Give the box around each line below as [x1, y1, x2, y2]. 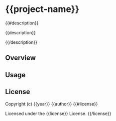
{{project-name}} [5, 3, 80, 15]
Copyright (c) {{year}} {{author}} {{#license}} [5, 101, 98, 107]
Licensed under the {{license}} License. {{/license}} [5, 111, 112, 117]
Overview [5, 54, 36, 62]
